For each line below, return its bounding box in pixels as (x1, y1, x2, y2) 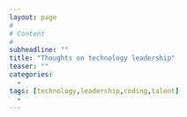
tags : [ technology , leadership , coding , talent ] (9, 86, 179, 95)
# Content (9, 29, 46, 38)
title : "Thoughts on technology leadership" (9, 54, 176, 62)
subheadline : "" (9, 46, 69, 55)
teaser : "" (9, 62, 49, 71)
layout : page (9, 12, 57, 22)
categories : (9, 70, 53, 79)
